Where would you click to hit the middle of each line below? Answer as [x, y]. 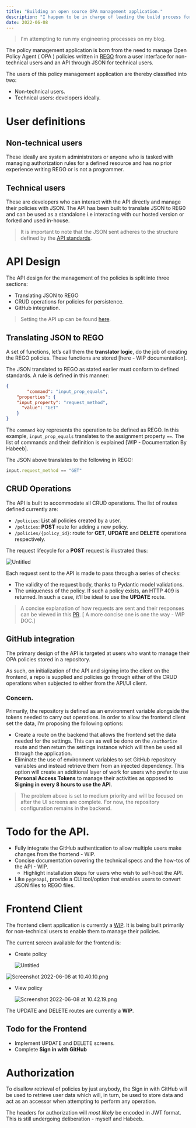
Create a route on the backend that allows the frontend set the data [95, 734]
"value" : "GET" [40, 408]
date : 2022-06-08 [27, 22]
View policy [28, 988]
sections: [17, 284]
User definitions [46, 121]
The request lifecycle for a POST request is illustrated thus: [77, 550]
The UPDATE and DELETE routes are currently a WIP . [70, 1010]
